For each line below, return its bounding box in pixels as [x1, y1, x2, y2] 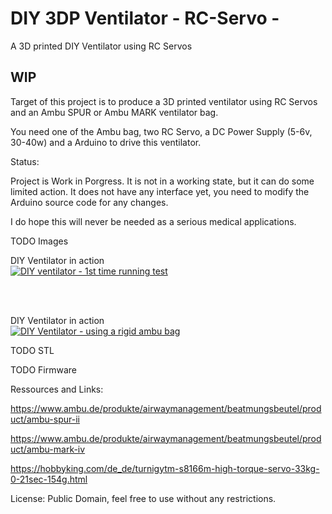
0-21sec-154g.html [10, 473, 88, 485]
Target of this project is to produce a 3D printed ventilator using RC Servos [10, 95, 318, 107]
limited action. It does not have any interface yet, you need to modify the [10, 185, 310, 197]
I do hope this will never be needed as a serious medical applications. [10, 215, 297, 227]
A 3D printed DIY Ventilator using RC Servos [10, 40, 193, 52]
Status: [10, 155, 40, 167]
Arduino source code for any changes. [10, 196, 169, 208]
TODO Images [10, 235, 69, 247]
